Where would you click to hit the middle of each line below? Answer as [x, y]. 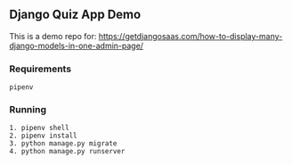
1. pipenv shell [39, 128]
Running [28, 110]
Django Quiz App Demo [75, 15]
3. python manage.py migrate [63, 144]
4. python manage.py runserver [67, 152]
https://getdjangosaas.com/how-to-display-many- [191, 36]
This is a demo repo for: [53, 36]
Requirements [41, 69]
